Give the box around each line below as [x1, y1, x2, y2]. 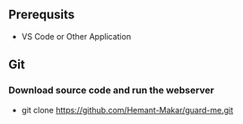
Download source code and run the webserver [8, 84, 214, 97]
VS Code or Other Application [21, 31, 132, 41]
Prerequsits [8, 7, 75, 22]
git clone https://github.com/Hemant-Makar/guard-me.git [21, 104, 234, 115]
